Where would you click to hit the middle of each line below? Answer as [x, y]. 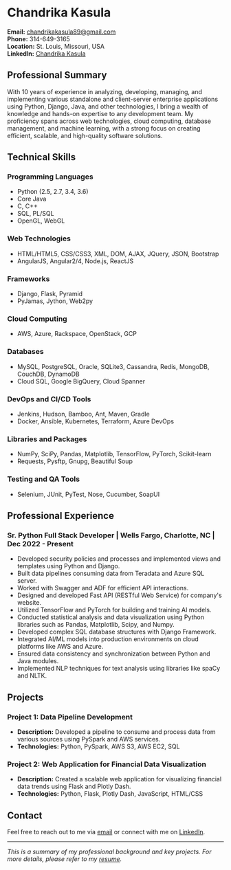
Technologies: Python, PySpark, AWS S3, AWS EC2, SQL [98, 746]
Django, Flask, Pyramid [50, 294]
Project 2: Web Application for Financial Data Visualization [107, 764]
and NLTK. [32, 676]
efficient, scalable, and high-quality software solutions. [85, 135]
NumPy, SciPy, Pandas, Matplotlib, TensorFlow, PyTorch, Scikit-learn [114, 454]
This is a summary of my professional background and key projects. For [109, 851]
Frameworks [29, 278]
